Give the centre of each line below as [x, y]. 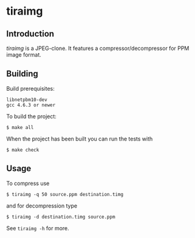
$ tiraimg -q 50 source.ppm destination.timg [65, 194]
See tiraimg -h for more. [38, 228]
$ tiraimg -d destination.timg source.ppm [61, 217]
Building [22, 74]
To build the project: [31, 116]
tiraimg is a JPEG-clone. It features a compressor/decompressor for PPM [98, 48]
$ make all [20, 127]
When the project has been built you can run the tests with [80, 139]
